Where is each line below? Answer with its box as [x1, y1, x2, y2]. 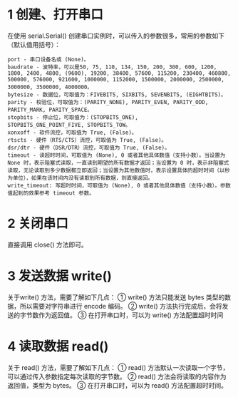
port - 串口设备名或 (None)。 [7, 56, 90, 63]
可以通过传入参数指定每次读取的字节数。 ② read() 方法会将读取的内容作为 [7, 372, 227, 381]
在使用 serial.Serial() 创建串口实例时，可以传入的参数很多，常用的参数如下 [7, 31, 224, 40]
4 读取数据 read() [7, 339, 109, 354]
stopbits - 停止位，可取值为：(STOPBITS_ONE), [7, 113, 139, 121]
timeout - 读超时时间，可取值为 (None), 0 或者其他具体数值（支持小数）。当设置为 [7, 151, 226, 159]
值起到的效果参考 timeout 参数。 [7, 190, 95, 197]
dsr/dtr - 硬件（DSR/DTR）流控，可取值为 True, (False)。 [7, 144, 170, 151]
